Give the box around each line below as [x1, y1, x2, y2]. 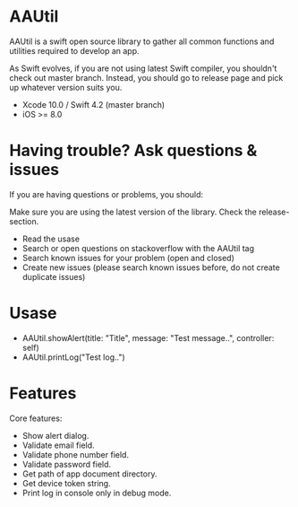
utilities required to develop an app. [9, 45, 140, 56]
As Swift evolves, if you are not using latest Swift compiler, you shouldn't [9, 63, 277, 74]
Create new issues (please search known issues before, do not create [21, 262, 280, 273]
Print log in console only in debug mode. [21, 487, 172, 498]
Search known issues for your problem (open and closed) [21, 252, 235, 263]
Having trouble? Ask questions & [9, 141, 258, 161]
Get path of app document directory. [21, 468, 158, 479]
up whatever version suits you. [9, 82, 123, 92]
